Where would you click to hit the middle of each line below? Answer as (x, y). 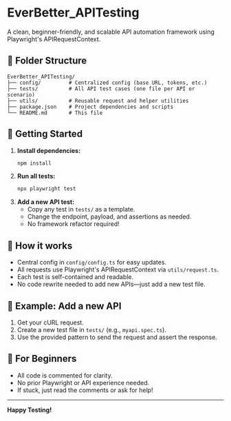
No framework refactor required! (73, 224)
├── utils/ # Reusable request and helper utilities (98, 101)
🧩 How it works (40, 246)
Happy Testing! (30, 410)
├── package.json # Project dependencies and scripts (90, 107)
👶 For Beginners (42, 359)
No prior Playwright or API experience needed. (83, 382)
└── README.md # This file (55, 113)
